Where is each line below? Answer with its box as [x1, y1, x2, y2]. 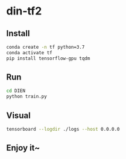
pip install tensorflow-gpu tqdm [6, 55, 90, 61]
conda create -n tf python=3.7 [6, 44, 85, 50]
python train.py [6, 93, 47, 100]
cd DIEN [6, 88, 26, 94]
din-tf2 [6, 4, 42, 18]
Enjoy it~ [6, 143, 40, 153]
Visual [6, 110, 31, 120]
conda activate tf [6, 49, 52, 55]
